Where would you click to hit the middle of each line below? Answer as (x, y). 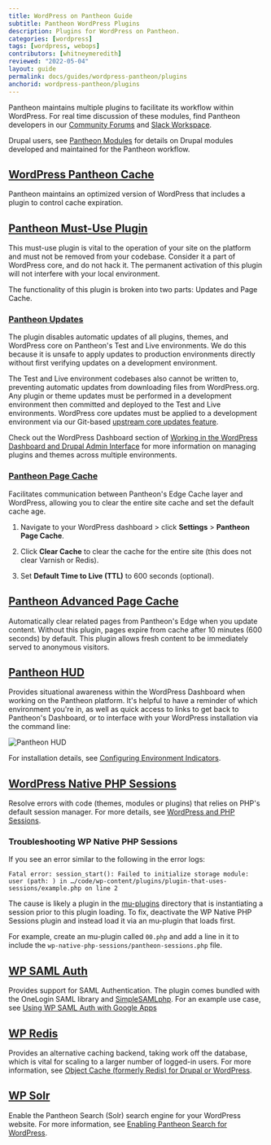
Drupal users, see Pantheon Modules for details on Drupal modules (121, 140)
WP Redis (33, 1033)
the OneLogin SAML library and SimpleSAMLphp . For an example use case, (135, 999)
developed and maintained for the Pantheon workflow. (99, 149)
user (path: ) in (38, 881)
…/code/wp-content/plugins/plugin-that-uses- (149, 881)
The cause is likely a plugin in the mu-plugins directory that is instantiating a (136, 903)
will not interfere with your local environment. (84, 274)
